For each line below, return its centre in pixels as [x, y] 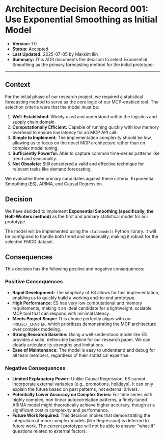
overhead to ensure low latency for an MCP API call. [65, 132]
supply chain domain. [34, 122]
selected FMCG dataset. [29, 241]
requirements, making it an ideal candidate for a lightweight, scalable [82, 308]
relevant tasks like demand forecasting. [52, 169]
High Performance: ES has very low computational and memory [77, 303]
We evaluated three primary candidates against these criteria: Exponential [80, 178]
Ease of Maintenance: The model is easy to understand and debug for [84, 350]
